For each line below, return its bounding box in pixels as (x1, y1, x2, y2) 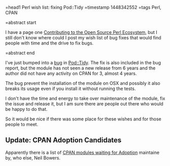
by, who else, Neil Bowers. (5, 154, 61, 161)
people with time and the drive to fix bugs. (5, 40, 94, 46)
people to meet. (5, 121, 39, 127)
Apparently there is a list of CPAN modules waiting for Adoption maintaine (5, 149, 160, 155)
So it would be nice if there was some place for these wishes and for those (5, 116, 161, 122)
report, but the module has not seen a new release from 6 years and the (5, 65, 156, 71)
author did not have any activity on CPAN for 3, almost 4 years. (5, 70, 137, 76)
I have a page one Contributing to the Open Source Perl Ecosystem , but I (5, 29, 157, 35)
